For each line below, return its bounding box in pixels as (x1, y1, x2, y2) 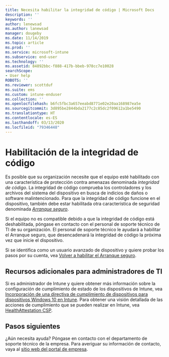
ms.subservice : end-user (5, 54, 58, 60)
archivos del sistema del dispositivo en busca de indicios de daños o (5, 190, 148, 196)
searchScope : (5, 69, 33, 74)
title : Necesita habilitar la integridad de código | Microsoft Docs (5, 7, 155, 13)
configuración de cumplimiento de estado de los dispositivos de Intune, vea (5, 286, 163, 292)
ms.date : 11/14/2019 (5, 36, 49, 41)
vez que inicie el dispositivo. (5, 237, 64, 243)
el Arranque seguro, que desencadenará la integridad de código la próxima (5, 232, 161, 238)
